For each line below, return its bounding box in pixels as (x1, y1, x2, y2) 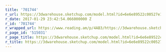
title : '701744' (5, 7, 39, 12)
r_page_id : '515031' (5, 30, 48, 35)
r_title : (5, 40, 23, 45)
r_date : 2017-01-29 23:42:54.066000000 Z (5, 16, 92, 21)
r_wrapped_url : (5, 26, 37, 31)
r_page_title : (5, 35, 35, 40)
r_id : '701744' (5, 21, 37, 26)
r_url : (5, 12, 19, 17)
